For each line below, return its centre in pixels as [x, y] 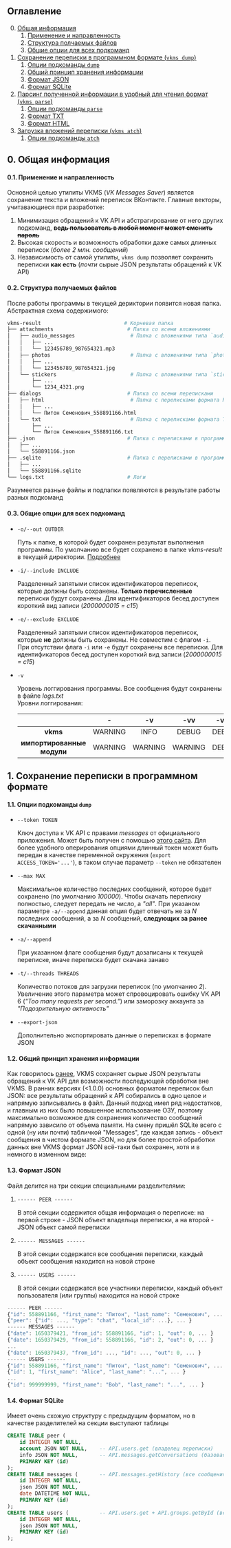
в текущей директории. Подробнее [69, 557]
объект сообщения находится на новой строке [86, 1261]
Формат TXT [46, 116]
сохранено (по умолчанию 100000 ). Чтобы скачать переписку [109, 897]
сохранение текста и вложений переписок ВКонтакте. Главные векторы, [114, 200]
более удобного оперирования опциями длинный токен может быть [118, 848]
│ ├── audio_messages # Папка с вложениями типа [107, 336]
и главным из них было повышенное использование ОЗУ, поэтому [105, 1110]
